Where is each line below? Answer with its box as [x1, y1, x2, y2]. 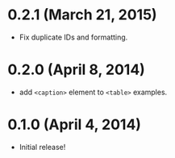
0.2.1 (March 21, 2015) [7, 6, 158, 24]
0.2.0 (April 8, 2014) [7, 60, 146, 79]
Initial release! [19, 142, 66, 152]
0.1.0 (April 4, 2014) [7, 115, 142, 134]
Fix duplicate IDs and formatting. [19, 32, 128, 42]
